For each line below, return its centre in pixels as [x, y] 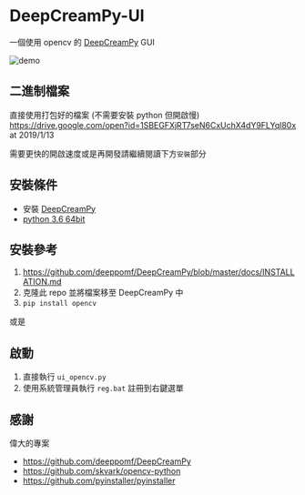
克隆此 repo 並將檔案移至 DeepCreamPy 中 [103, 293]
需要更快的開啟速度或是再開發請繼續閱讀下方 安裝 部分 [108, 153]
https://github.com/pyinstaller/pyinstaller [99, 480]
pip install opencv [60, 304]
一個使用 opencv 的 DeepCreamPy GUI [82, 42]
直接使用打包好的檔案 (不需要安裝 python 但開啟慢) [105, 115]
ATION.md [42, 282]
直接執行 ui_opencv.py [64, 377]
